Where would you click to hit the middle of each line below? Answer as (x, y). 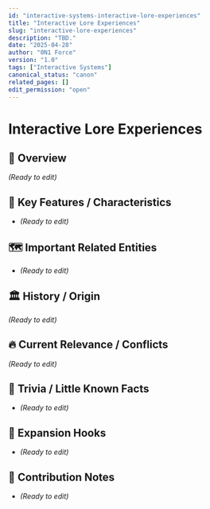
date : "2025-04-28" (41, 45)
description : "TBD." (43, 38)
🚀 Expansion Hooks (57, 433)
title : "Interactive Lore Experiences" (74, 23)
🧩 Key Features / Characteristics (90, 202)
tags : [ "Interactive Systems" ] (60, 68)
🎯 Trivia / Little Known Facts (79, 389)
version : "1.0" (33, 60)
